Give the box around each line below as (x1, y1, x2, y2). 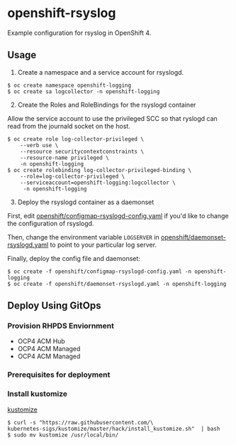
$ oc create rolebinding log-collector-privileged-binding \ (7, 166, 192, 173)
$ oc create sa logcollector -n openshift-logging (7, 87, 160, 95)
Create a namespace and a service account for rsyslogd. (17, 68, 184, 76)
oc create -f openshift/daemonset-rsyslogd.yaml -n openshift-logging (13, 280, 227, 287)
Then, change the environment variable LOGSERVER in (7, 232, 159, 241)
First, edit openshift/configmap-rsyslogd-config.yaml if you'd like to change (7, 211, 229, 220)
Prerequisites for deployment (7, 370, 111, 380)
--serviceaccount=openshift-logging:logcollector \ (20, 179, 176, 186)
